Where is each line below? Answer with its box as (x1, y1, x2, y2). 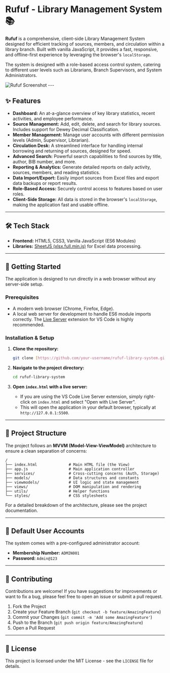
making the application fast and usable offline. (12, 202, 109, 208)
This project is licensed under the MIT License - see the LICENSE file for (5, 657, 153, 664)
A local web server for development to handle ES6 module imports (12, 310, 151, 317)
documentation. (5, 507, 38, 513)
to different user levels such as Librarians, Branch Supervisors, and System (5, 67, 162, 73)
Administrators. (5, 72, 37, 78)
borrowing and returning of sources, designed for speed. (12, 148, 132, 154)
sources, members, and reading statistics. (12, 169, 100, 175)
